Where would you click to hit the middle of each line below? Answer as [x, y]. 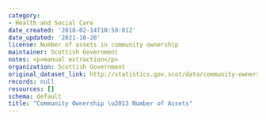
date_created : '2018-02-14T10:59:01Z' [72, 30]
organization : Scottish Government [67, 67]
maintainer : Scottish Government [63, 52]
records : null [32, 81]
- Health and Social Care [51, 23]
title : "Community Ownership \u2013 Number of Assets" [101, 103]
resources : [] [32, 89]
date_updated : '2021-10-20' [55, 37]
